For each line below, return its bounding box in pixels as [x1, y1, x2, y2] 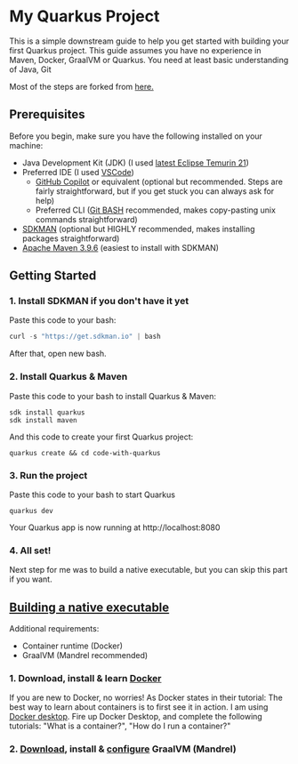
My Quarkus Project [9, 6, 160, 27]
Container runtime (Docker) [21, 640, 123, 651]
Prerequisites [9, 107, 85, 122]
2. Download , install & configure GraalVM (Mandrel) [9, 743, 238, 755]
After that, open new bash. [9, 349, 107, 359]
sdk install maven [9, 415, 77, 424]
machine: [9, 140, 44, 150]
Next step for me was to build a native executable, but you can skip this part [9, 565, 288, 575]
